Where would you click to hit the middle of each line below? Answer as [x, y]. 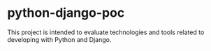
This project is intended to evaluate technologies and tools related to [106, 32]
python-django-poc [66, 13]
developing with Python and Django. [59, 39]
